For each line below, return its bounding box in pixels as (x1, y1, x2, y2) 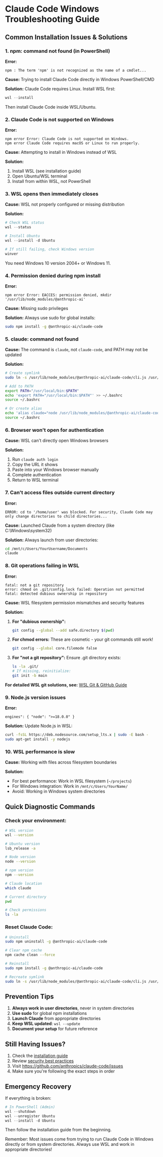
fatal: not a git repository (5, 583, 64, 587)
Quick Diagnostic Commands (5, 802, 96, 811)
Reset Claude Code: (5, 924, 53, 930)
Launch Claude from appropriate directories (12, 1015, 101, 1022)
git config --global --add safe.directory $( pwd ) (12, 628, 115, 633)
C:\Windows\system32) (5, 527, 52, 533)
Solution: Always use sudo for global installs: (5, 314, 96, 321)
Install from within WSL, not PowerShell (12, 179, 91, 184)
